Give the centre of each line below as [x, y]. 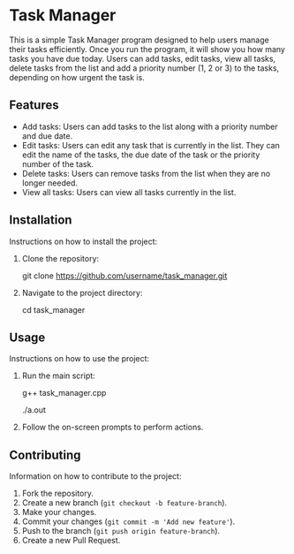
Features [34, 106]
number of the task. [58, 163]
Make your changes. [59, 512]
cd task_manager [53, 309]
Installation [41, 220]
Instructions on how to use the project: [79, 359]
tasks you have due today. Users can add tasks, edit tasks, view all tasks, [143, 58]
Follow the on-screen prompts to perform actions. [113, 427]
